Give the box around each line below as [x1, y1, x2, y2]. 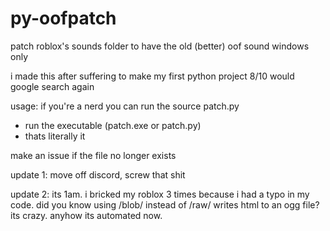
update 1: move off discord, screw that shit [10, 168, 186, 181]
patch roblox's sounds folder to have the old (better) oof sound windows [10, 40, 310, 52]
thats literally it [24, 130, 86, 142]
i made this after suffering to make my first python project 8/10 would [10, 70, 295, 82]
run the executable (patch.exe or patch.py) [24, 119, 202, 131]
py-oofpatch [10, 7, 117, 30]
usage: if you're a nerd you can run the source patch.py [10, 100, 240, 112]
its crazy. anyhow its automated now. [10, 209, 163, 221]
